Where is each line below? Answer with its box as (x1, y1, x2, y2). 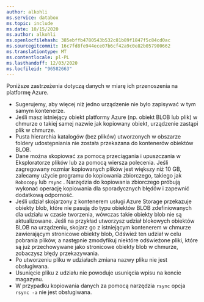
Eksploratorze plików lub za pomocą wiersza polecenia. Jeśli (15, 159, 169, 167)
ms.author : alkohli (6, 32, 56, 38)
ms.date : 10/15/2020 (6, 26, 59, 32)
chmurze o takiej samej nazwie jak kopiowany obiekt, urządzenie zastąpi (15, 120, 199, 128)
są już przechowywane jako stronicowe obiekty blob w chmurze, (15, 243, 178, 251)
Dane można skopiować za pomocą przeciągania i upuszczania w (15, 153, 181, 160)
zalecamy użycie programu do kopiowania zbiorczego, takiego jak (15, 172, 182, 179)
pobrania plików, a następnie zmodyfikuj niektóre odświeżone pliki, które (15, 237, 199, 244)
